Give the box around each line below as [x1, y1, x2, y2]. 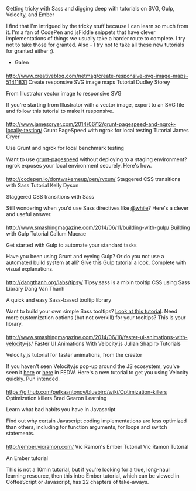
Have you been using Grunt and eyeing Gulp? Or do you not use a [6, 253, 164, 260]
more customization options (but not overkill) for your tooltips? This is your [6, 313, 186, 321]
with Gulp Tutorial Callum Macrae [6, 230, 87, 237]
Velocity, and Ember [6, 11, 54, 18]
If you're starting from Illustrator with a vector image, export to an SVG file [6, 101, 184, 108]
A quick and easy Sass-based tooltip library [6, 296, 112, 304]
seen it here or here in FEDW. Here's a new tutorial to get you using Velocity [6, 369, 189, 376]
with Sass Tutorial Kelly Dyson [6, 182, 79, 189]
